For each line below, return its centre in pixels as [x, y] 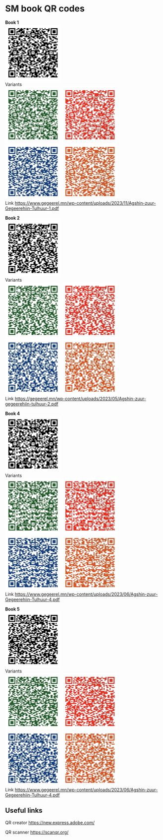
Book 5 [12, 609]
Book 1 [12, 22]
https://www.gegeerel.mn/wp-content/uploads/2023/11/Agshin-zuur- [85, 203]
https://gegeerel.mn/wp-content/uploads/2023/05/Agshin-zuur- [80, 398]
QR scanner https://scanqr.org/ [37, 832]
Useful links [24, 810]
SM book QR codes [45, 9]
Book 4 [13, 413]
